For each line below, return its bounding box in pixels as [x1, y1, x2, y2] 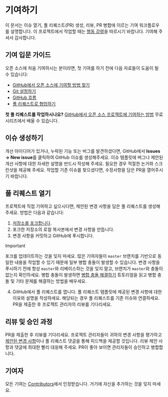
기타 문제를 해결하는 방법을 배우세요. [16, 278, 87, 284]
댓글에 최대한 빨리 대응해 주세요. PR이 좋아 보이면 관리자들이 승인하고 [14, 344, 150, 350]
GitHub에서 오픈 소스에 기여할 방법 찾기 [12, 82, 90, 88]
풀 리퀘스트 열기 [5, 189, 51, 197]
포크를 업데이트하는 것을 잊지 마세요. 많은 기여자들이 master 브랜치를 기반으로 [5, 253, 156, 259]
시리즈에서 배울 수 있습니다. [5, 117, 59, 123]
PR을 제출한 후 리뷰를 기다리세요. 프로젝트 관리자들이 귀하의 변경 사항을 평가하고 [5, 332, 162, 338]
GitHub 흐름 [12, 94, 37, 100]
